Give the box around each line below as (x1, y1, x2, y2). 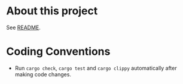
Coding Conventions (6, 45, 111, 58)
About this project (6, 4, 98, 18)
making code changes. (14, 70, 72, 78)
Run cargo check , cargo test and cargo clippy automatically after (14, 64, 178, 71)
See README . (6, 24, 41, 31)
